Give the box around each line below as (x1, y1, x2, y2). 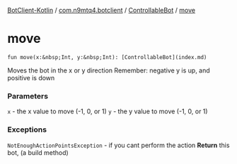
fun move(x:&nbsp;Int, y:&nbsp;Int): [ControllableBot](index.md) (7, 53, 207, 61)
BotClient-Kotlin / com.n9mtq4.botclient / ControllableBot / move (7, 6, 196, 14)
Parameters (7, 91, 48, 101)
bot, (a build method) (7, 148, 69, 157)
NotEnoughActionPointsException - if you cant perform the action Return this (7, 141, 230, 149)
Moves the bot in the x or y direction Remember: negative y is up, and (7, 66, 210, 75)
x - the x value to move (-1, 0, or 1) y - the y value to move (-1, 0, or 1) (7, 107, 208, 115)
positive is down (7, 73, 55, 82)
